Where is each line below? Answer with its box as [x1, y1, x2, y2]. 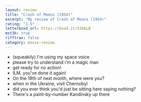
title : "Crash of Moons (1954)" [5, 12, 73, 17]
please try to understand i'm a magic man [12, 59, 99, 65]
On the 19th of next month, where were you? [12, 75, 104, 81]
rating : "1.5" [5, 21, 35, 27]
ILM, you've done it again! [12, 70, 66, 76]
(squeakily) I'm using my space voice [12, 54, 90, 60]
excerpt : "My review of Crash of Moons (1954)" [5, 17, 107, 22]
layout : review [5, 7, 37, 13]
